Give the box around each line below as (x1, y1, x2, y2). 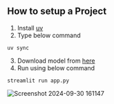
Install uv (17, 23, 44, 32)
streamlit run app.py (7, 77, 70, 84)
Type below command (17, 31, 81, 39)
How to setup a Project (7, 6, 107, 17)
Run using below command (17, 63, 95, 72)
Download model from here (17, 56, 95, 65)
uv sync (7, 44, 30, 51)
